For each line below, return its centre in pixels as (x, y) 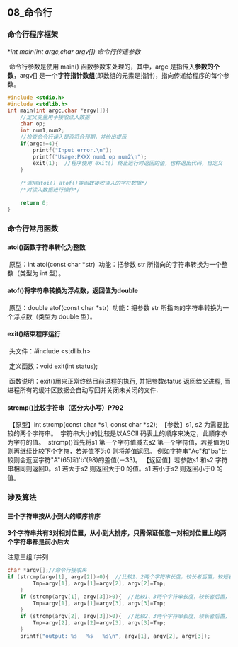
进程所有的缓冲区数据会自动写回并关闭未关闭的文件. (83, 390)
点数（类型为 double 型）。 (58, 316)
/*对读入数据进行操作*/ (50, 190)
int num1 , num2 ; (42, 131)
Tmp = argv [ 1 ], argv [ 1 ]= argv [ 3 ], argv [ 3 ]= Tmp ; (100, 603)
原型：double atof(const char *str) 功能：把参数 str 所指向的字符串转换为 (116, 307)
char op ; (33, 124)
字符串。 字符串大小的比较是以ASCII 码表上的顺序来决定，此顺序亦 (130, 433)
